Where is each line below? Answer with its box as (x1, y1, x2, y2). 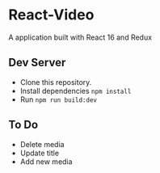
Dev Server (8, 56, 66, 70)
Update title (19, 148, 59, 158)
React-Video (8, 6, 95, 24)
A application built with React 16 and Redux (8, 32, 152, 42)
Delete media (19, 139, 65, 149)
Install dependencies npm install (19, 86, 132, 95)
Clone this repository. (19, 77, 92, 86)
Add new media (19, 156, 73, 167)
